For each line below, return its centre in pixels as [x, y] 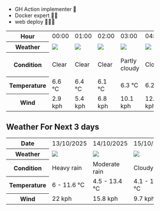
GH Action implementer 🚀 [45, 9]
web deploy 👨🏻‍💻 [35, 22]
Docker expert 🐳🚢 [36, 15]
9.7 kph [144, 199]
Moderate [106, 164]
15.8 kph [105, 199]
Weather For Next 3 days [53, 127]
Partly [128, 60]
